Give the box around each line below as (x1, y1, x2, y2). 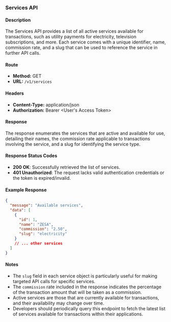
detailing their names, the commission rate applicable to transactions (5, 135, 151, 142)
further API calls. (5, 50, 41, 56)
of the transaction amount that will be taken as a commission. (12, 289, 142, 295)
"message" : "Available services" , (10, 203, 83, 208)
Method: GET (12, 73, 42, 79)
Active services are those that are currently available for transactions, (12, 294, 159, 300)
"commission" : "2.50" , (18, 227, 67, 232)
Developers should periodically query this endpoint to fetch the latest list (12, 305, 166, 311)
